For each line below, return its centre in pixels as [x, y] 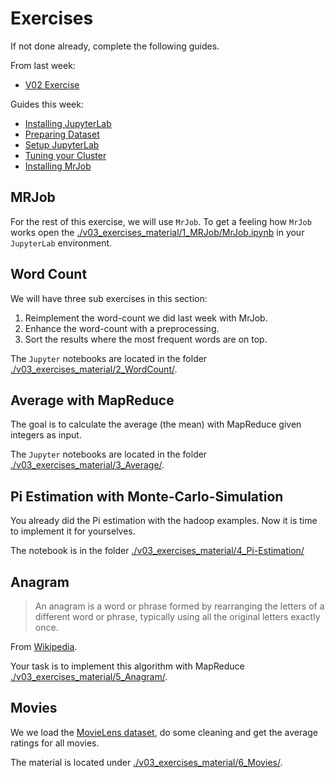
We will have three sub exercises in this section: [109, 298]
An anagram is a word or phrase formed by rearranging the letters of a [179, 606]
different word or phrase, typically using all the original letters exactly [177, 616]
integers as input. [46, 435]
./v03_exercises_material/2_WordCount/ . [94, 369]
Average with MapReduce [92, 400]
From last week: [43, 65]
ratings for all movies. [55, 743]
